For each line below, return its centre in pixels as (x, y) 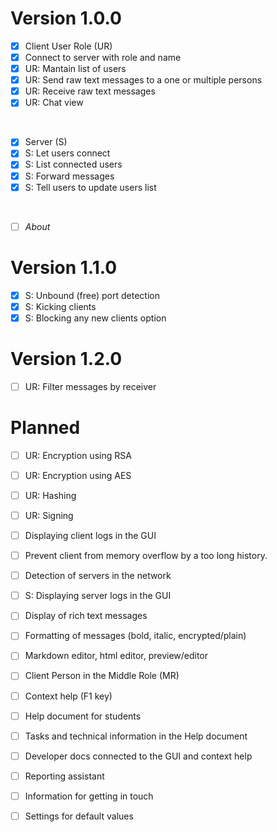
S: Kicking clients (60, 306)
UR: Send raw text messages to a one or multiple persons (143, 80)
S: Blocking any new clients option (95, 318)
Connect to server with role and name (103, 57)
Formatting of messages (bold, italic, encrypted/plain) (135, 636)
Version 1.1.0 (64, 267)
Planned (45, 428)
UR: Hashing (50, 495)
